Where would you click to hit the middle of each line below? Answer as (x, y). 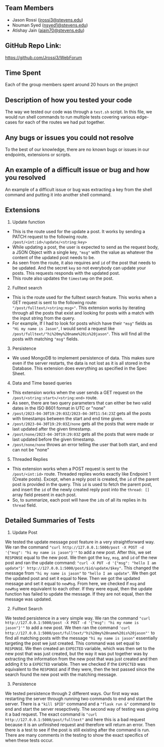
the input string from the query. (44, 318)
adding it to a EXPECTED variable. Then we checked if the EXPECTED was (75, 664)
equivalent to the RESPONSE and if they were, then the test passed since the (80, 669)
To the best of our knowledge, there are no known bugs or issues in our (77, 149)
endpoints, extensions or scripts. (38, 155)
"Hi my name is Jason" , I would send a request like (63, 328)
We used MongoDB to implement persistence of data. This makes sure (83, 358)
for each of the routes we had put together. (61, 122)
